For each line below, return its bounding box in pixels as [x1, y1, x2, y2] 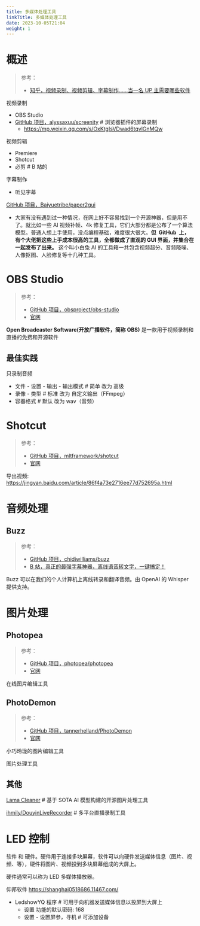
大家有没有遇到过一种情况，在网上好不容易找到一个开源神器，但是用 [14, 214, 183, 221]
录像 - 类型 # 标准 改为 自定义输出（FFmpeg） [14, 390, 128, 397]
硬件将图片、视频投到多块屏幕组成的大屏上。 [29, 860, 140, 868]
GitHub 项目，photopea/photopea [29, 660, 113, 667]
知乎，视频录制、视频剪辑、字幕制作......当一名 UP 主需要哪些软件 [29, 87, 191, 94]
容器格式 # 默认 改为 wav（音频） [14, 397, 97, 405]
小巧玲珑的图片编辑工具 [6, 747, 64, 754]
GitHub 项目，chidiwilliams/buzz [29, 555, 110, 563]
